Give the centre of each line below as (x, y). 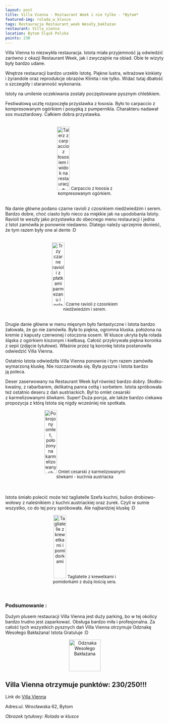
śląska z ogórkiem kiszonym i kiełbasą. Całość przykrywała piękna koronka (83, 340)
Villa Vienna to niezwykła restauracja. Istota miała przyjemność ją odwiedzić (84, 52)
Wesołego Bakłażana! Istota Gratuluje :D (47, 632)
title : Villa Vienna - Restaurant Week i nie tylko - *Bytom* (72, 15)
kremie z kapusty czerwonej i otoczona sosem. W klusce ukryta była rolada (83, 335)
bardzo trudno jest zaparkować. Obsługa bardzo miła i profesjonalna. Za (80, 622)
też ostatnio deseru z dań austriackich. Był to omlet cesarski (68, 392)
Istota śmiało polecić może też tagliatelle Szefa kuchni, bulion (69, 497)
